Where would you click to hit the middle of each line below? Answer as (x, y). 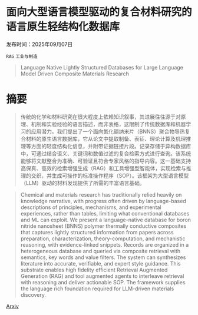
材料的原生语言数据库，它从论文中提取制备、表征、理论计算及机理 (106, 138)
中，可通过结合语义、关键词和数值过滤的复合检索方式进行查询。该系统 (106, 153)
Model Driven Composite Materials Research (75, 74)
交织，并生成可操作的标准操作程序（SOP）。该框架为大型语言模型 (110, 175)
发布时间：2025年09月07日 (39, 44)
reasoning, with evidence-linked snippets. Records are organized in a (105, 244)
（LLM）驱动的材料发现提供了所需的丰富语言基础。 (83, 183)
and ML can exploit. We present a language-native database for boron (106, 220)
